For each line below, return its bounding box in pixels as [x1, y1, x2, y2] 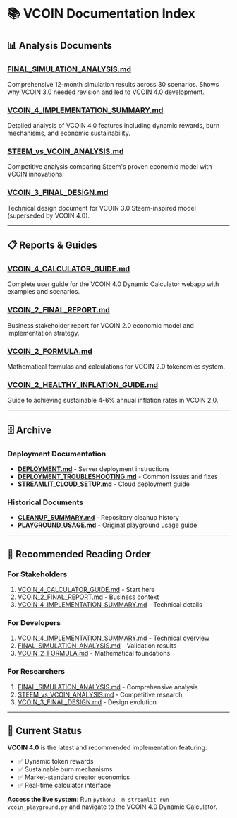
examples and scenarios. [7, 288, 80, 296]
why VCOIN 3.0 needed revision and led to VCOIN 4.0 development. [7, 88, 205, 96]
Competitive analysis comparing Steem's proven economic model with [7, 162, 212, 171]
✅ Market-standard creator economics [17, 773, 130, 781]
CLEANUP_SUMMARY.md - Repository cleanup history [17, 514, 180, 522]
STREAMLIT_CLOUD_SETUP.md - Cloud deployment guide [17, 480, 190, 488]
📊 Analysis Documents [7, 40, 113, 52]
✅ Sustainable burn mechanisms [17, 765, 113, 773]
